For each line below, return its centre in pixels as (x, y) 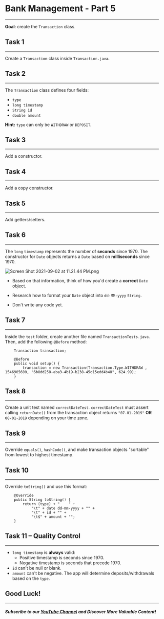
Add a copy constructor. (29, 188)
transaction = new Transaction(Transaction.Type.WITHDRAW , (85, 368)
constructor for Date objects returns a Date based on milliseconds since (77, 256)
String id (22, 110)
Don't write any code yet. (38, 305)
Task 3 (15, 140)
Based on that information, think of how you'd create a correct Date (80, 280)
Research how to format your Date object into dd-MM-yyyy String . (77, 295)
